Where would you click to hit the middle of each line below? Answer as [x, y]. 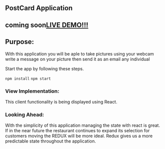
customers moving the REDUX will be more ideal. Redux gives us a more [79, 136]
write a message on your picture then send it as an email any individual [78, 59]
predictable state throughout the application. [51, 141]
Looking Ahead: [25, 114]
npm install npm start [28, 79]
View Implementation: [32, 91]
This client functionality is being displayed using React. [61, 101]
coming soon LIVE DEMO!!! [47, 25]
